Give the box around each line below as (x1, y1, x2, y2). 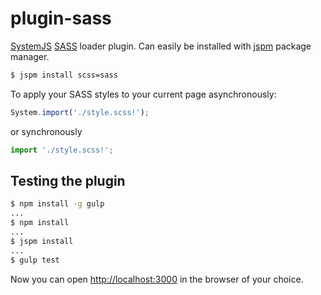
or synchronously (10, 125, 83, 137)
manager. (10, 50, 50, 62)
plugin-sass (10, 7, 112, 30)
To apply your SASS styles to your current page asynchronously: (10, 88, 277, 100)
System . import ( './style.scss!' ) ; (10, 107, 150, 117)
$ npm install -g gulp (10, 199, 105, 209)
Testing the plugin (10, 172, 126, 189)
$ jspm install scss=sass (10, 70, 118, 80)
